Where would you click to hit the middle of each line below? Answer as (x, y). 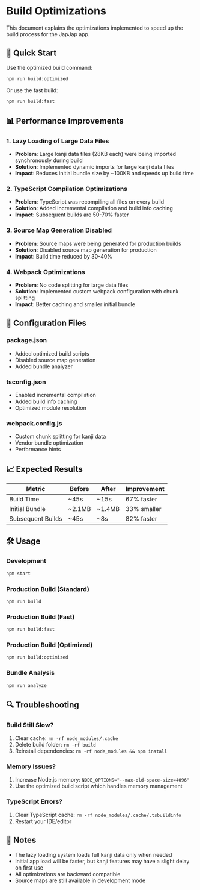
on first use (29, 867)
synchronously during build (49, 160)
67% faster (141, 500)
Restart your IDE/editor (43, 821)
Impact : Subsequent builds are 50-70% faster (72, 215)
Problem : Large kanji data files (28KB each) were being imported (95, 154)
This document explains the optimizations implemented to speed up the (95, 28)
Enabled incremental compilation (55, 395)
